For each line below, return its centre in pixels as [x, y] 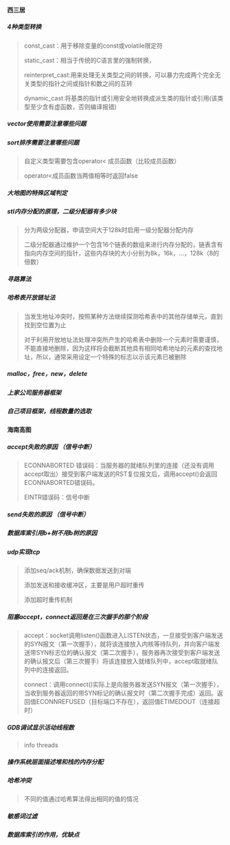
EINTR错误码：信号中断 [57, 497]
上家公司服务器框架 [34, 393]
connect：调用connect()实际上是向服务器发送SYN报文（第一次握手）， [123, 684]
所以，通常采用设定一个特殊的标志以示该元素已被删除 [111, 357]
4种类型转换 [24, 27]
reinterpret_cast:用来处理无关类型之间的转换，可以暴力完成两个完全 [119, 74]
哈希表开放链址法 [31, 298]
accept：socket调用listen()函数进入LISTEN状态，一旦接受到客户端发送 [123, 635]
